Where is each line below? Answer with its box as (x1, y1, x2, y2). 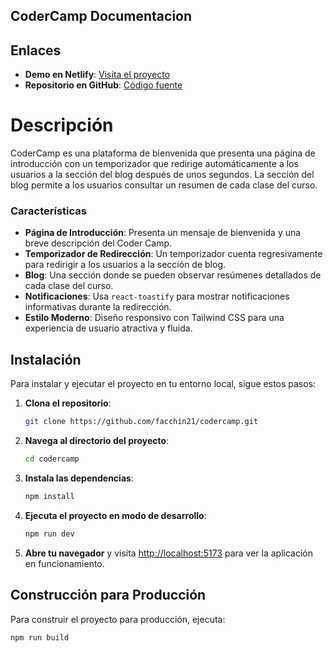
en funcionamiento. (24, 557, 105, 569)
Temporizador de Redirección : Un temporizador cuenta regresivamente (24, 248, 323, 260)
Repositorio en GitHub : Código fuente (24, 79, 183, 91)
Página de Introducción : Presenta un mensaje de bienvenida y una (24, 227, 302, 239)
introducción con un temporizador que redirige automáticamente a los (10, 158, 299, 170)
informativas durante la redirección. (24, 301, 172, 313)
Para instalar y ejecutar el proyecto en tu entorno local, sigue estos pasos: (10, 378, 317, 390)
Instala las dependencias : (24, 472, 134, 484)
